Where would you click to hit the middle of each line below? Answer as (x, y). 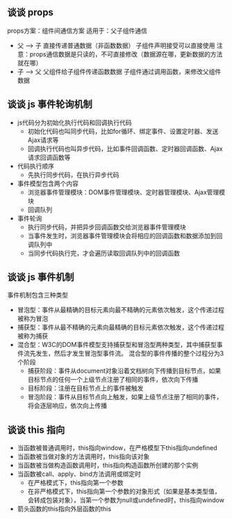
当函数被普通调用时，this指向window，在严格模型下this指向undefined (117, 448)
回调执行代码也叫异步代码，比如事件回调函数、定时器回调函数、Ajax (125, 148)
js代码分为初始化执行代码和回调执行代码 (74, 122)
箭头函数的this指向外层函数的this (64, 509)
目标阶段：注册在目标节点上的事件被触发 (85, 388)
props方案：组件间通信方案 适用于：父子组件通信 (77, 31)
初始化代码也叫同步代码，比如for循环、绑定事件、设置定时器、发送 (123, 131)
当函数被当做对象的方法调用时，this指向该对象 (83, 457)
